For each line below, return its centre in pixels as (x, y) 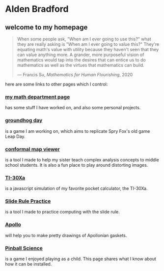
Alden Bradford (37, 9)
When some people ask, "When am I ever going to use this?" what (84, 39)
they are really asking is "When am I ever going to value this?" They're (88, 44)
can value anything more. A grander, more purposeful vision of (81, 55)
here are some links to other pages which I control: (56, 84)
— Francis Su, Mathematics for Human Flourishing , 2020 (75, 75)
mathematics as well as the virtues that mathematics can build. (81, 65)
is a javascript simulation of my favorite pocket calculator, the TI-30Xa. (76, 188)
